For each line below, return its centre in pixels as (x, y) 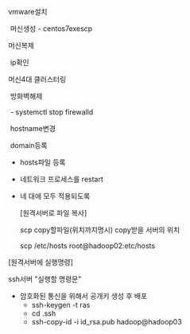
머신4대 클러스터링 (37, 79)
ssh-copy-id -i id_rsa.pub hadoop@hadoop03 (107, 322)
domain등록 (29, 145)
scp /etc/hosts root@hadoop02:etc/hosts (87, 246)
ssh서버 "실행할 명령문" (45, 279)
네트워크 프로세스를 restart (61, 179)
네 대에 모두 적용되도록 (55, 196)
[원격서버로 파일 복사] (53, 213)
